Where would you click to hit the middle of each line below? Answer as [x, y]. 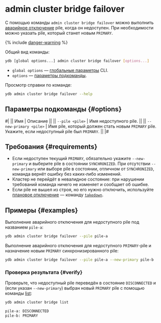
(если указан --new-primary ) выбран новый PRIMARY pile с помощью [75, 288]
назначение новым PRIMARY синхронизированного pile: [62, 251]
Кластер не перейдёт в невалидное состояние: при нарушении [78, 179]
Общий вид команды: [27, 52]
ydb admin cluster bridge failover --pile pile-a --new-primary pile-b [79, 260]
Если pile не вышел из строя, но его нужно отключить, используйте [83, 190]
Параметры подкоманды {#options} [63, 109]
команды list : [19, 293]
